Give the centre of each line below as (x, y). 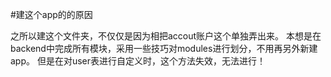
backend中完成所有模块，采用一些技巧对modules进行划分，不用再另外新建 (164, 48)
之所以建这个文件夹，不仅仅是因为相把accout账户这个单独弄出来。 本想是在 (166, 36)
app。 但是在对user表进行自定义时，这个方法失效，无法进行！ (138, 61)
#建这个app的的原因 (51, 14)
